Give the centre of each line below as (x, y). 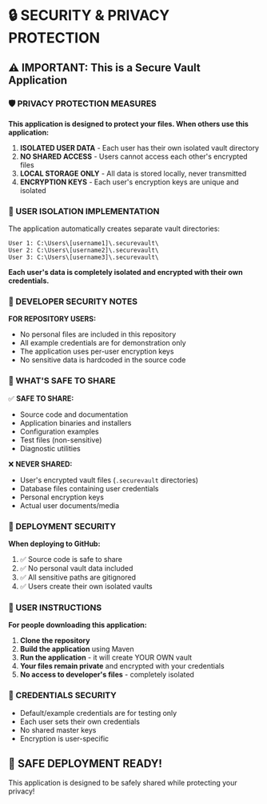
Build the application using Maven (77, 649)
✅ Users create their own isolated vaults (86, 587)
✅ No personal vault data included (76, 568)
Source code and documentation (74, 414)
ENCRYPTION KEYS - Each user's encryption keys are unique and (129, 182)
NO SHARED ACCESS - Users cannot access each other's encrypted (133, 156)
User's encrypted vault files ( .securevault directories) (109, 480)
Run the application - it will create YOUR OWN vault (106, 657)
